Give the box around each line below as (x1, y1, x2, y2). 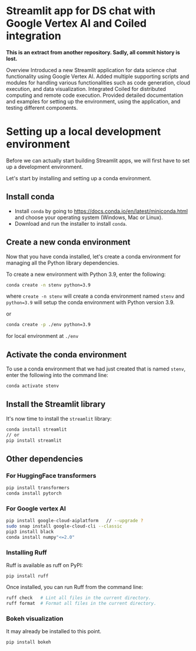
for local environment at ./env (6, 333, 79, 340)
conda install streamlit (6, 427, 67, 432)
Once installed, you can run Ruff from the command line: (6, 583, 143, 590)
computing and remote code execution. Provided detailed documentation (6, 92, 184, 99)
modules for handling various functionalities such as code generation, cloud (6, 79, 190, 86)
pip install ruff (6, 573, 49, 579)
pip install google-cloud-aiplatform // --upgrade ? (6, 518, 144, 524)
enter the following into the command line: (6, 372, 109, 379)
